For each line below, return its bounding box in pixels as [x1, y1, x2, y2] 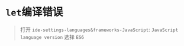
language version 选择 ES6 [20, 33, 84, 40]
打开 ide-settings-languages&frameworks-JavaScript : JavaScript [20, 26, 179, 33]
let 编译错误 [5, 5, 63, 19]
